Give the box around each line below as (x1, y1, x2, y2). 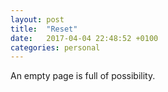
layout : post (10, 14, 65, 25)
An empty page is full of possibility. (10, 70, 156, 82)
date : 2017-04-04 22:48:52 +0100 (10, 33, 159, 43)
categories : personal (10, 42, 101, 53)
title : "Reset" (10, 24, 78, 34)
